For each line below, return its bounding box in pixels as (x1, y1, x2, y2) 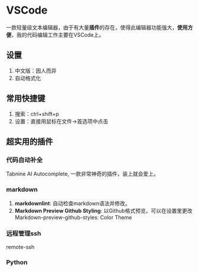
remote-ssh (6, 243, 34, 250)
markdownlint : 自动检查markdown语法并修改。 (14, 199, 131, 207)
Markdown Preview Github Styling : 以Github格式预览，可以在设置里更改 (14, 207, 192, 214)
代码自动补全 (6, 156, 43, 164)
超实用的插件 (6, 137, 53, 147)
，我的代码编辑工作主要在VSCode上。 (11, 31, 104, 38)
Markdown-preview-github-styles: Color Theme (14, 213, 132, 221)
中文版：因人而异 (14, 67, 57, 74)
